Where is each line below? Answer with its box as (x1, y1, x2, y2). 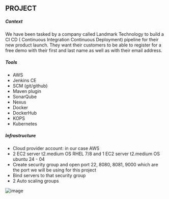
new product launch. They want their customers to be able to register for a (5, 42, 162, 48)
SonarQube (12, 94, 37, 100)
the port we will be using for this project (12, 167, 97, 173)
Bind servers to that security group (12, 172, 86, 179)
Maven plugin (12, 88, 42, 94)
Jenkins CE (12, 78, 37, 84)
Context (5, 18, 23, 24)
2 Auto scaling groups (12, 178, 60, 184)
